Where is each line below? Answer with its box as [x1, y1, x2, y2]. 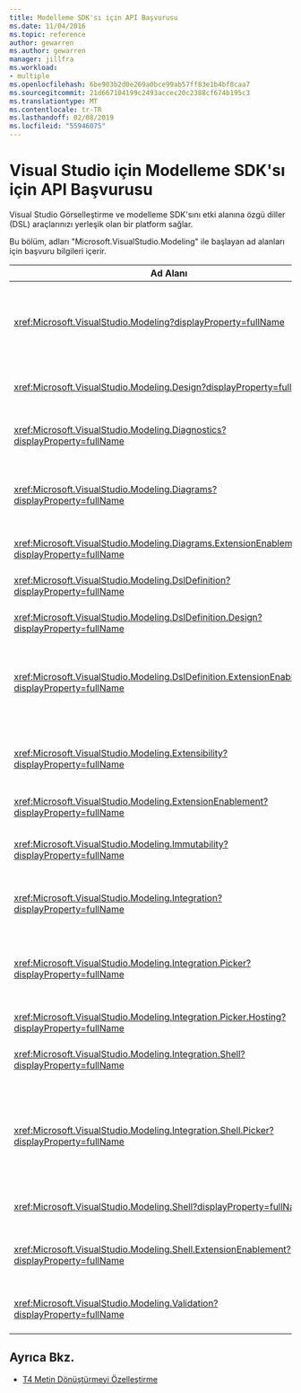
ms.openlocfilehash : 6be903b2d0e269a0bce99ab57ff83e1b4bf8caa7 [9, 80, 251, 89]
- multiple [9, 72, 50, 81]
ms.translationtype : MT [9, 96, 99, 106]
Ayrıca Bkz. [9, 1350, 75, 1365]
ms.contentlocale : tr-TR [9, 105, 102, 114]
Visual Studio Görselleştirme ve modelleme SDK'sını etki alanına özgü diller [9, 208, 286, 220]
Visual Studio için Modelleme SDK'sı [9, 161, 286, 181]
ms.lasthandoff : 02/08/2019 [9, 113, 115, 122]
